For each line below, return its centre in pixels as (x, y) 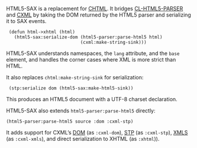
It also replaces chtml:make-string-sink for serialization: (75, 77)
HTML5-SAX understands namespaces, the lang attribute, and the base (93, 53)
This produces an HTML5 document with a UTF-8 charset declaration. (92, 99)
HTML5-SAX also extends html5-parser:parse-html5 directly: (81, 111)
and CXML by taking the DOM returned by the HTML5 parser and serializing (98, 15)
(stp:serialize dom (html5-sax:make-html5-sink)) (71, 88)
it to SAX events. (26, 21)
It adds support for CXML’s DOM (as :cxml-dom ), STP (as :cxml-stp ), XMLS (97, 132)
